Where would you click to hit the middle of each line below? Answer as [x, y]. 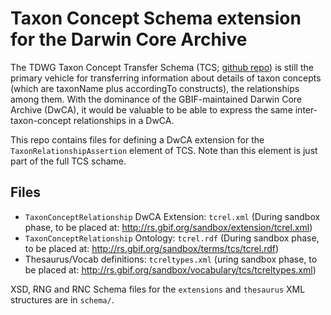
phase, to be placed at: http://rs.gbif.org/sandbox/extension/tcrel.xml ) [168, 227]
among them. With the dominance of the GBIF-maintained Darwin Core [156, 99]
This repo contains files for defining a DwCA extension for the [137, 139]
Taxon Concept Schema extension [156, 18]
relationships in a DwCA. [124, 120]
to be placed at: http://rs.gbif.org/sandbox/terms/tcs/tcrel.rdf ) [152, 248]
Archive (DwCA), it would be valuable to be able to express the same [151, 109]
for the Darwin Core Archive [129, 39]
